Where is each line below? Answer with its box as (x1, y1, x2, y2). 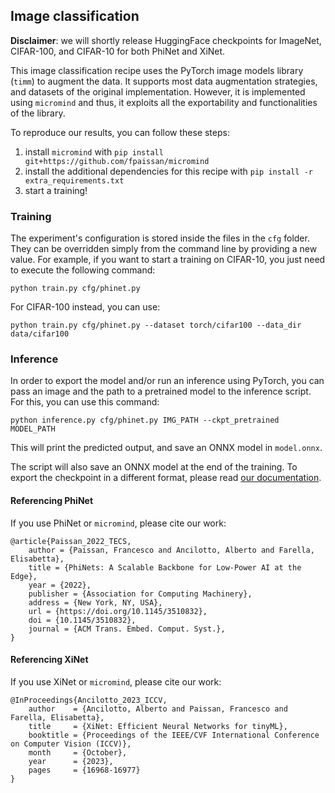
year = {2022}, (28, 580, 92, 590)
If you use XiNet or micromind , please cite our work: (10, 675, 222, 688)
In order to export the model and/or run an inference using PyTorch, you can (10, 375, 325, 387)
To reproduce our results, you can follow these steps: (10, 126, 230, 138)
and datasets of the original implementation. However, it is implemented (10, 85, 306, 98)
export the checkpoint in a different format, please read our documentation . (10, 472, 322, 484)
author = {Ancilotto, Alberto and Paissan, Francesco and (28, 704, 288, 714)
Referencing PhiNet (10, 495, 94, 506)
